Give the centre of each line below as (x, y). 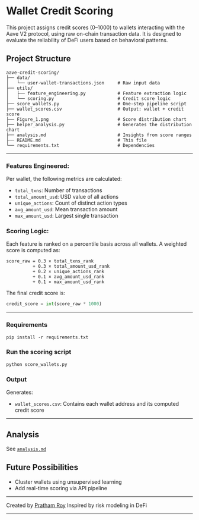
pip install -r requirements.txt (47, 337)
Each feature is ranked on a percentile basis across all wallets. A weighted (97, 244)
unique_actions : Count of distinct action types (71, 203)
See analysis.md (26, 449)
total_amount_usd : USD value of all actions (67, 197)
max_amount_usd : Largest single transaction (66, 216)
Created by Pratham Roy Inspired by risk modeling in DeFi (76, 505)
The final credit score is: (36, 293)
